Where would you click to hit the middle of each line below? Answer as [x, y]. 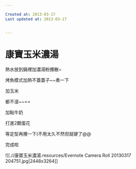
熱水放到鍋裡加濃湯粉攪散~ [33, 69]
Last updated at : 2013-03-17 [36, 19]
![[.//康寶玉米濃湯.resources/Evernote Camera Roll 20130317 [68, 155]
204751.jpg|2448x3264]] [32, 161]
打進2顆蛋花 [18, 123]
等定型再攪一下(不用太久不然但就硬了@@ [48, 134]
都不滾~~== [18, 102]
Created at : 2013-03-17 [30, 14]
